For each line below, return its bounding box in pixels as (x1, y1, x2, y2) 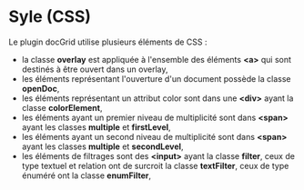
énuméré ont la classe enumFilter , (21, 170, 152, 181)
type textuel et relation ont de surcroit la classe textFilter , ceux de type (21, 160, 289, 171)
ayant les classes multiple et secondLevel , (21, 141, 184, 152)
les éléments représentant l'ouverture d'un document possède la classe (21, 73, 291, 84)
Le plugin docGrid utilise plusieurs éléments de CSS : (8, 36, 208, 47)
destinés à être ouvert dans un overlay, (21, 64, 168, 75)
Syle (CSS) (8, 6, 92, 27)
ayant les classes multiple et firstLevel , (21, 121, 171, 133)
